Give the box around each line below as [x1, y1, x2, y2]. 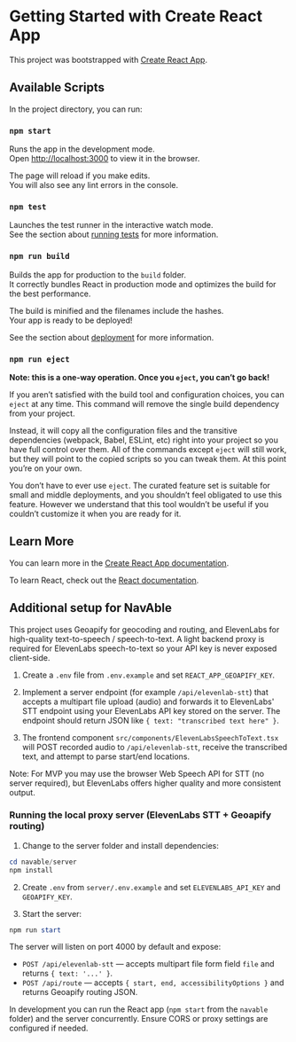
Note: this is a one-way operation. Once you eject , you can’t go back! [9, 372, 270, 382]
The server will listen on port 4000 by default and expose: [9, 942, 222, 952]
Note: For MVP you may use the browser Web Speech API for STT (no [9, 768, 264, 779]
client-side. [9, 652, 51, 662]
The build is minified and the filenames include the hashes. [9, 305, 224, 316]
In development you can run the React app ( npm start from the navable [9, 1004, 269, 1015]
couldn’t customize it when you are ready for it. [9, 508, 182, 519]
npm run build [9, 251, 70, 262]
